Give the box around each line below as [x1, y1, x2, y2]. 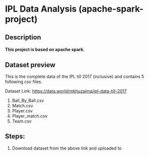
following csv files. [5, 79, 43, 85]
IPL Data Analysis [5, 3, 77, 15]
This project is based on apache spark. [5, 47, 85, 52]
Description [5, 33, 41, 41]
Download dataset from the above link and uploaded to [12, 145, 122, 151]
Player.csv [12, 108, 33, 114]
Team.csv [12, 118, 32, 124]
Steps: [5, 132, 25, 140]
